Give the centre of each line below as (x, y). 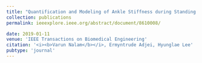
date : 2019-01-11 (28, 34)
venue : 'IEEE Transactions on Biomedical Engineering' (77, 40)
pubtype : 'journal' (31, 51)
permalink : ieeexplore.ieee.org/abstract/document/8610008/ (84, 23)
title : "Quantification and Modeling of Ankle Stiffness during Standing (101, 12)
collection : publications (39, 17)
